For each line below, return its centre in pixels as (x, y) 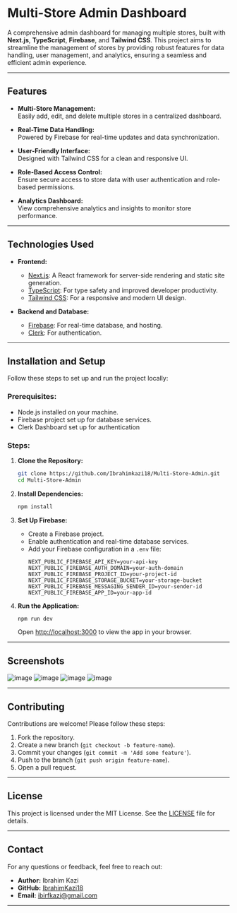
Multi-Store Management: (56, 108)
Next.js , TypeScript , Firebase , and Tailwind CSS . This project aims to (109, 40)
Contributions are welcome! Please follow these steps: (86, 724)
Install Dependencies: (50, 494)
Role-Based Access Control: (60, 172)
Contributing (36, 706)
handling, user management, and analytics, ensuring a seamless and (107, 55)
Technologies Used (50, 245)
